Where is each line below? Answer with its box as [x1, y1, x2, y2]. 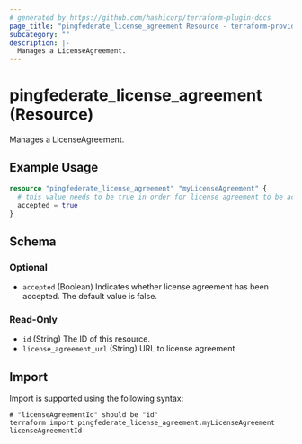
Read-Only [9, 313, 58, 325]
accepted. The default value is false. [22, 291, 157, 302]
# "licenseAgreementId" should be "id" [9, 411, 159, 420]
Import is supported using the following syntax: [9, 393, 184, 404]
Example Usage [9, 160, 99, 175]
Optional [9, 261, 48, 273]
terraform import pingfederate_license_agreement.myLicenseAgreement [9, 419, 276, 428]
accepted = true [17, 200, 78, 209]
